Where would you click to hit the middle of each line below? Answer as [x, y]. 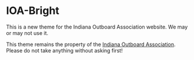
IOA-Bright [33, 11]
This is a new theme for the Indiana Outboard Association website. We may [97, 27]
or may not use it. [27, 33]
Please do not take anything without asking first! [64, 50]
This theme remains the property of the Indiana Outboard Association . [91, 44]
